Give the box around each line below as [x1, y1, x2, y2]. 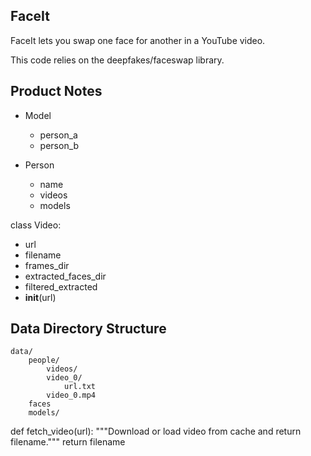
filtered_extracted [24, 280, 98, 293]
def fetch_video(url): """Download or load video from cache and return [10, 425, 302, 438]
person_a [39, 129, 78, 141]
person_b [39, 139, 80, 151]
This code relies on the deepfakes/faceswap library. [10, 54, 225, 66]
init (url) [24, 291, 57, 303]
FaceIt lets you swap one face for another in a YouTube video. [10, 34, 266, 46]
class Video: [10, 219, 62, 231]
